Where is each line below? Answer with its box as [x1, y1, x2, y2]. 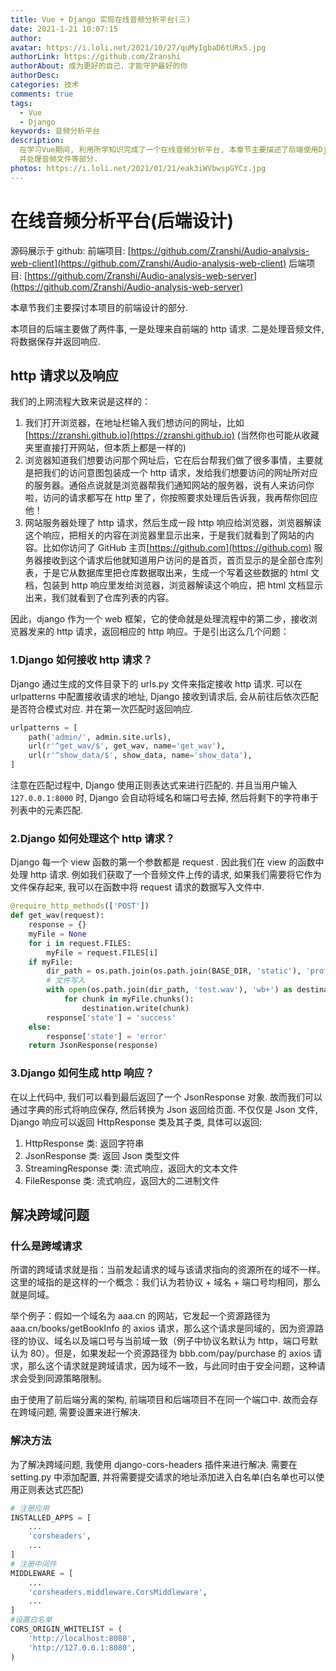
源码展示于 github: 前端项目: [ [10, 244, 132, 256]
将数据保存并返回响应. [10, 335, 102, 347]
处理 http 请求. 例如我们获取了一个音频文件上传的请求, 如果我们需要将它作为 [10, 869, 322, 881]
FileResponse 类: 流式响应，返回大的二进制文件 [24, 1174, 220, 1186]
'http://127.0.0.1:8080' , [28, 1642, 137, 1653]
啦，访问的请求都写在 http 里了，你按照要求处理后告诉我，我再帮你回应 [24, 492, 318, 504]
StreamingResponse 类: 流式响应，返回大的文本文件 [24, 1162, 239, 1174]
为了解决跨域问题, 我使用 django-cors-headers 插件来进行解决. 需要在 [10, 1458, 298, 1470]
